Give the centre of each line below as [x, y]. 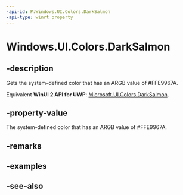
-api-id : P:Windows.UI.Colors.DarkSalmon [58, 12]
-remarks [24, 146]
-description [30, 69]
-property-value [37, 113]
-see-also [25, 186]
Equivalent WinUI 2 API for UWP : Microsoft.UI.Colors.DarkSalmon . [88, 94]
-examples [27, 166]
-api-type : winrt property [40, 17]
